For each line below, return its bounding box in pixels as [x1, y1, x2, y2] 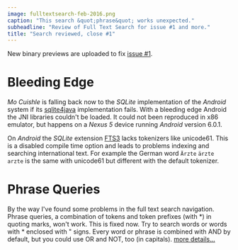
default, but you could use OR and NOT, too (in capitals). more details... [7, 235, 216, 244]
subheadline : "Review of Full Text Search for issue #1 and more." [7, 23, 211, 30]
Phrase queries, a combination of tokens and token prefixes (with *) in [7, 212, 212, 221]
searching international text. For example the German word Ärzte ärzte [7, 149, 215, 158]
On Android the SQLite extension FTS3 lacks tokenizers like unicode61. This [7, 134, 229, 142]
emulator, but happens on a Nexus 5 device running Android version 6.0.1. [7, 120, 223, 129]
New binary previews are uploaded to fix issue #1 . [7, 50, 153, 58]
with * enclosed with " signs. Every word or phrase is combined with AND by [7, 227, 231, 236]
